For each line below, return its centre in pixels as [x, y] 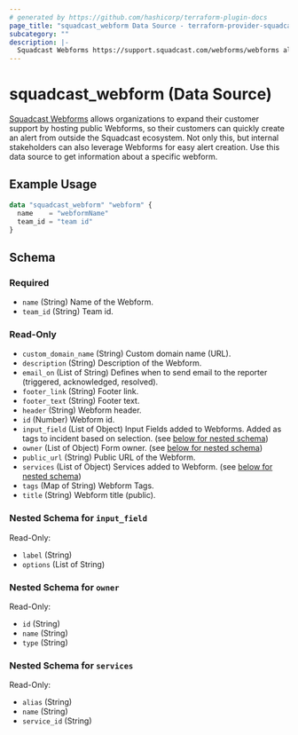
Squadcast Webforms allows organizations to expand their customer [134, 119]
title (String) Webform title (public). [89, 495]
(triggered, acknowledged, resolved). [90, 382]
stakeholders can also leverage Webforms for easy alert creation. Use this [145, 147]
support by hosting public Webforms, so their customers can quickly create [147, 129]
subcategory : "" [39, 34]
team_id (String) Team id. [67, 312]
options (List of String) [63, 564]
